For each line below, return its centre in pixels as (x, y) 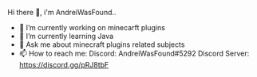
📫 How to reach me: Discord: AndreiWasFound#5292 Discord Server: (134, 53)
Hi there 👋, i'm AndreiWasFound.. (62, 12)
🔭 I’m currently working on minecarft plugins (92, 27)
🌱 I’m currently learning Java (66, 36)
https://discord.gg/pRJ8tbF (64, 65)
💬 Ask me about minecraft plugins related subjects (102, 44)
